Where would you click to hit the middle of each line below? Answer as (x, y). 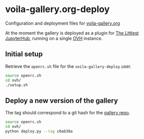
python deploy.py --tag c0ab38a (39, 131)
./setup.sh (17, 85)
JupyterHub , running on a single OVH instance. (54, 38)
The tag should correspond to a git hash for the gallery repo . (68, 113)
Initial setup (24, 54)
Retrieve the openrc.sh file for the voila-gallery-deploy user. (68, 66)
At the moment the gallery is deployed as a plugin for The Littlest (72, 33)
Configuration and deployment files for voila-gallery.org (63, 23)
